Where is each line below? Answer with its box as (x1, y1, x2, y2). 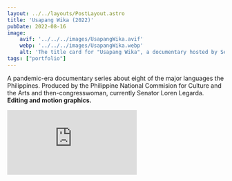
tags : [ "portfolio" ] (7, 55, 67, 62)
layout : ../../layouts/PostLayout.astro (7, 10, 126, 17)
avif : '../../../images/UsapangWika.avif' (19, 36, 144, 43)
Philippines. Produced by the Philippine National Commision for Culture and (7, 81, 222, 90)
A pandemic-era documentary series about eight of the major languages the (7, 74, 224, 82)
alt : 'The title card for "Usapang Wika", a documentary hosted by (19, 49, 217, 56)
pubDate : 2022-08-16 (7, 23, 67, 30)
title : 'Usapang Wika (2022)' (7, 17, 95, 23)
